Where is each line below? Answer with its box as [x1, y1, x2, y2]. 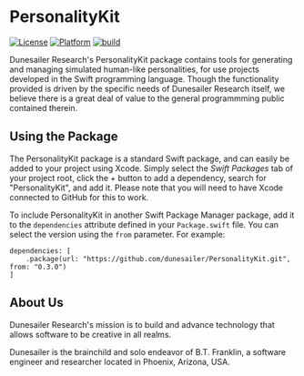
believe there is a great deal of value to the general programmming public [9, 93, 285, 104]
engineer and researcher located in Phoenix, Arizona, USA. [9, 356, 230, 367]
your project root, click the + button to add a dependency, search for [9, 172, 267, 183]
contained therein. [9, 102, 78, 113]
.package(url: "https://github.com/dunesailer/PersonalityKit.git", [25, 254, 291, 263]
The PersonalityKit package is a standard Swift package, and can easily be [9, 153, 289, 164]
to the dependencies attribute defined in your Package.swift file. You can [9, 218, 279, 229]
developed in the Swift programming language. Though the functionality [9, 73, 279, 84]
